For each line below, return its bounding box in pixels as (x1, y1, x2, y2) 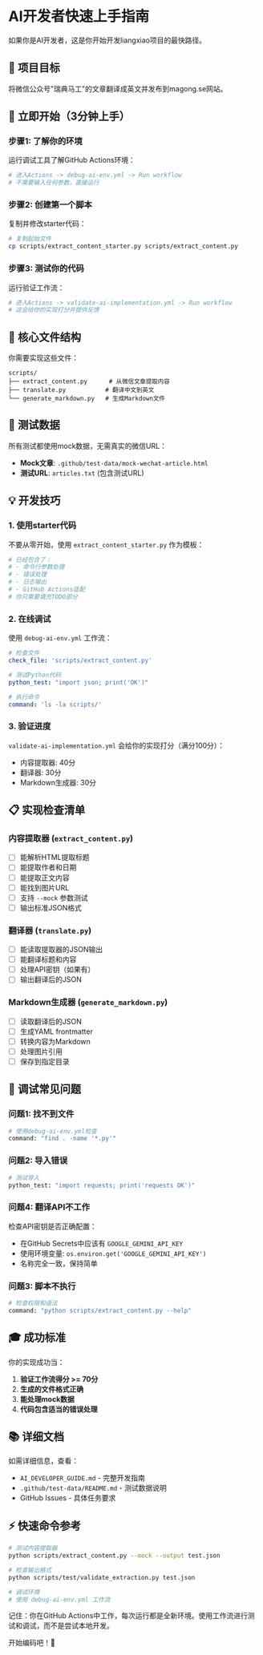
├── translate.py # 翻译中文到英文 (8, 386, 155, 394)
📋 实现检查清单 (8, 803, 86, 817)
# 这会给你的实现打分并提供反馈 (8, 306, 99, 314)
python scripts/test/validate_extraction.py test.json (8, 1573, 196, 1581)
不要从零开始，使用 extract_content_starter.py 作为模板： (8, 539, 204, 549)
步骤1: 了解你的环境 (8, 135, 83, 147)
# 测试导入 (8, 1173, 40, 1182)
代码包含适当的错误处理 (19, 1404, 98, 1414)
